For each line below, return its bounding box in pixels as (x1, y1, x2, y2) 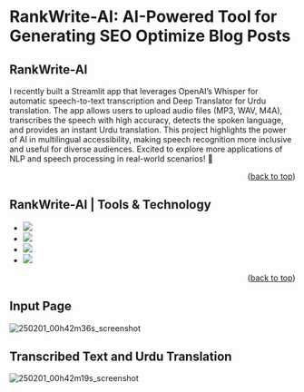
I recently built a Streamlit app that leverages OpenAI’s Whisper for (9, 86, 259, 96)
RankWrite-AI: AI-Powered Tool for (9, 6, 278, 27)
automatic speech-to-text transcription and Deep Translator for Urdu (9, 95, 266, 106)
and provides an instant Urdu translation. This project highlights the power (9, 124, 287, 135)
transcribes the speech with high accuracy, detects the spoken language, (9, 115, 284, 125)
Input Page (9, 299, 73, 314)
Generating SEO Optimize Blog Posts (9, 25, 291, 46)
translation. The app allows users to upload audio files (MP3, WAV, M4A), (9, 105, 283, 115)
